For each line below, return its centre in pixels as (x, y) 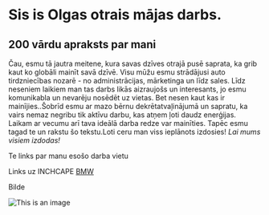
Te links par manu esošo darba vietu (68, 156)
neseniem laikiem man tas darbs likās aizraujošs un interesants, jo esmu (127, 89)
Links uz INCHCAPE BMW (51, 171)
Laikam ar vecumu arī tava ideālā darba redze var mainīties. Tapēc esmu (128, 123)
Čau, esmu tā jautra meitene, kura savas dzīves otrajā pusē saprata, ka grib (133, 63)
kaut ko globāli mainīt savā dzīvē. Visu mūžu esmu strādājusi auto (117, 72)
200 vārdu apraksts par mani (82, 45)
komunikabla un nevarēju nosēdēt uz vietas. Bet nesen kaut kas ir (117, 97)
